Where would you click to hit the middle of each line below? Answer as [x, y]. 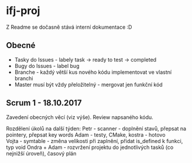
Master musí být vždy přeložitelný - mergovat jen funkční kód [88, 84]
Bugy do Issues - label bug [47, 66]
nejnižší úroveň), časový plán [41, 153]
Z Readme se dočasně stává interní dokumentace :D [69, 27]
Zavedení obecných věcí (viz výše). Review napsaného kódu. [80, 117]
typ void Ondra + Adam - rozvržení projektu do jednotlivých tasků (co [90, 147]
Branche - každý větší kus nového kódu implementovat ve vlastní [93, 72]
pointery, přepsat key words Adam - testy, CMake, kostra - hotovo [86, 135]
